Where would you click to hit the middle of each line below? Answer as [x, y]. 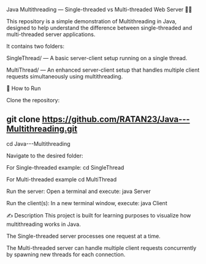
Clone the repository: [33, 100]
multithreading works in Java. [44, 224]
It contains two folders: [35, 46]
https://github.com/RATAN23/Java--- [116, 119]
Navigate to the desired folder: [45, 156]
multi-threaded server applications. [51, 34]
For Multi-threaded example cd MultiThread [62, 179]
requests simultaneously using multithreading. [65, 76]
